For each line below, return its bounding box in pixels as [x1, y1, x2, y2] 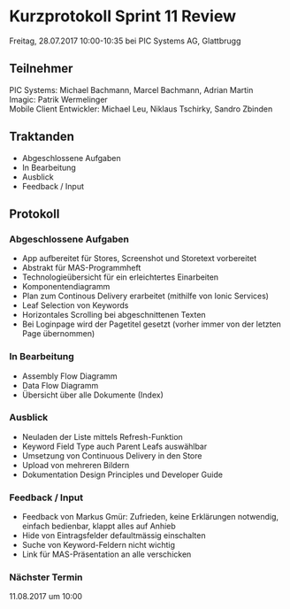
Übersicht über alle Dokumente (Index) [21, 389, 164, 400]
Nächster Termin [9, 571, 83, 583]
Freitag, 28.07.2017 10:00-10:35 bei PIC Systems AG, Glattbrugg [9, 35, 241, 46]
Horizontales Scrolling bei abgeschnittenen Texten [21, 310, 206, 320]
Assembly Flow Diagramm [21, 370, 118, 382]
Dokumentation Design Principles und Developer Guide [21, 469, 224, 480]
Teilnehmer [9, 61, 73, 76]
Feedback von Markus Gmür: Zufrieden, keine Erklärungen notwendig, [21, 512, 279, 522]
